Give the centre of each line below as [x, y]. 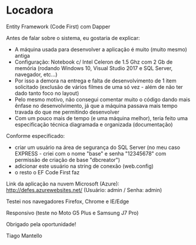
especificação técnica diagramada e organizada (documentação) [94, 124]
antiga [22, 55]
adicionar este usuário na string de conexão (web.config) [84, 166]
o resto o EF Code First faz [47, 172]
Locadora [30, 10]
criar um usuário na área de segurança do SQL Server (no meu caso [97, 147]
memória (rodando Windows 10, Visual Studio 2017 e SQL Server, [94, 68]
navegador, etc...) [36, 74]
